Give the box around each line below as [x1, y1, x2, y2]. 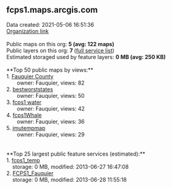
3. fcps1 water [6, 98, 41, 106]
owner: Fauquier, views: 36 [16, 118, 85, 125]
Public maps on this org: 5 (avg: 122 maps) [6, 40, 115, 47]
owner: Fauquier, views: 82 [16, 79, 85, 86]
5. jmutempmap [6, 124, 46, 131]
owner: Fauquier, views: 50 [16, 92, 85, 99]
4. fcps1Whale [6, 111, 42, 119]
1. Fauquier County [6, 72, 54, 80]
